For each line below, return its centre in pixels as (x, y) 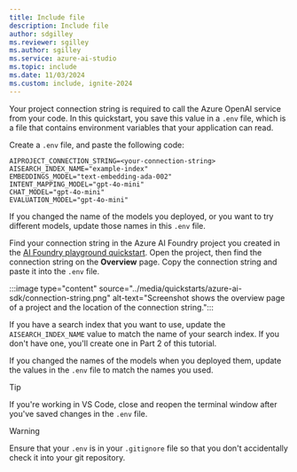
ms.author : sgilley (45, 51)
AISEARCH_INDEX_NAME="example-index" (79, 169)
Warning (24, 430)
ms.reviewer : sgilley (49, 42)
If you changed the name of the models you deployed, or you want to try (141, 216)
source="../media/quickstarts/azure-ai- (170, 288)
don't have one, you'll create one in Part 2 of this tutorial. (113, 343)
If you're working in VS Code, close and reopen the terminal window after (143, 404)
